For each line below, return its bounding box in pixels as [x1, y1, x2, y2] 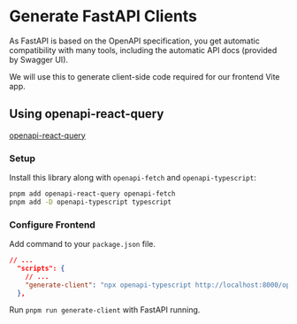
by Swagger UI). [9, 54, 69, 65]
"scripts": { [17, 264, 65, 273]
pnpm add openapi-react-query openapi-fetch [9, 189, 176, 198]
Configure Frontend [9, 219, 95, 231]
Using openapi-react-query [9, 106, 164, 121]
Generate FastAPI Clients [9, 6, 197, 27]
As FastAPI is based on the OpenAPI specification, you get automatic [9, 35, 261, 46]
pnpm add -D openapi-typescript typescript [9, 197, 172, 206]
